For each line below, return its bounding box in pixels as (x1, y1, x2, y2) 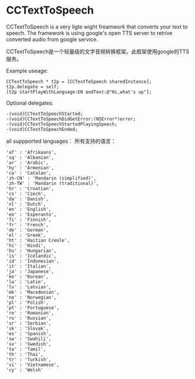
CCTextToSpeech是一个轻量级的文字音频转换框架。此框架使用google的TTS (6, 48, 190, 55)
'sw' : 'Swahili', (6, 336, 51, 342)
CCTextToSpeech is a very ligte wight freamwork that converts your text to (6, 23, 188, 30)
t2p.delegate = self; (6, 83, 60, 89)
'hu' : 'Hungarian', (6, 248, 57, 253)
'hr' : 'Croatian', (6, 185, 54, 191)
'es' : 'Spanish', (6, 330, 51, 336)
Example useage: (6, 67, 48, 74)
